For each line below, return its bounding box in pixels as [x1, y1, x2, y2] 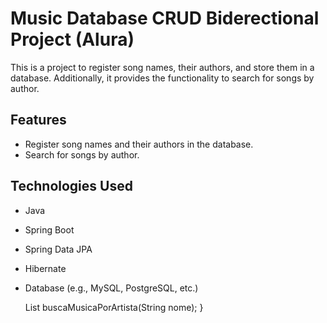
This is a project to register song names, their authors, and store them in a [10, 61, 315, 73]
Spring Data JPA [24, 243, 93, 255]
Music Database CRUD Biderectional [10, 7, 320, 30]
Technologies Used [10, 178, 133, 195]
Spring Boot [24, 223, 75, 236]
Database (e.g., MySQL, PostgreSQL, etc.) [24, 282, 199, 294]
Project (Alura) [10, 28, 135, 51]
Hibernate [24, 262, 67, 274]
